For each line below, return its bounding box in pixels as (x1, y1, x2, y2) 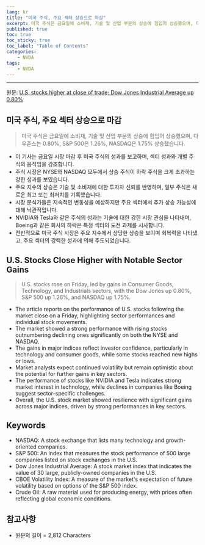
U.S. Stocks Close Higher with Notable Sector (6, 254, 183, 265)
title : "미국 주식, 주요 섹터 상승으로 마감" (6, 15, 106, 21)
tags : (6, 60, 20, 66)
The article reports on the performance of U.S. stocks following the (15, 306, 184, 312)
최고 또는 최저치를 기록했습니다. (26, 191, 102, 198)
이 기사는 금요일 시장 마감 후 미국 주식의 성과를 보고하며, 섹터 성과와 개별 (15, 153, 188, 161)
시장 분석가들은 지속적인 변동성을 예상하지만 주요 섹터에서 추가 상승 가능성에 (15, 199, 196, 206)
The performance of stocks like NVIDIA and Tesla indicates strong (15, 377, 182, 384)
